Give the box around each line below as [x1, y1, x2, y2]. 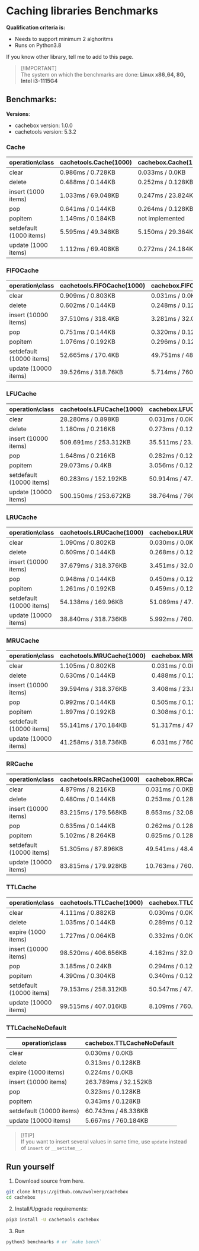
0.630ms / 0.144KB [59, 671, 115, 680]
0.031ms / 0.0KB [145, 785, 194, 794]
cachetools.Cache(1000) [59, 159, 132, 167]
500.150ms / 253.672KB [59, 491, 131, 500]
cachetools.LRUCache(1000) [59, 528, 144, 536]
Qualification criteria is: [6, 24, 66, 31]
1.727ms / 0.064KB [59, 931, 115, 940]
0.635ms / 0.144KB [59, 822, 115, 830]
